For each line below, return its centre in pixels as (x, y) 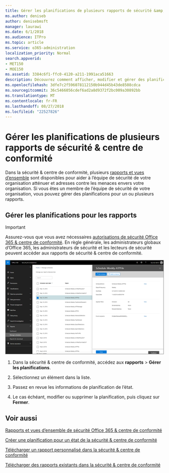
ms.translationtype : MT (30, 96)
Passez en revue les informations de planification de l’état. (73, 387)
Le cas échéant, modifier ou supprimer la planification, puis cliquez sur (86, 397)
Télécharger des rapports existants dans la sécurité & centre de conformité (83, 465)
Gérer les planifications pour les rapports (71, 215)
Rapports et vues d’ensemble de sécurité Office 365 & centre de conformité (84, 430)
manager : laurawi (23, 27)
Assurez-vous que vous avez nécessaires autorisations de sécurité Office (81, 237)
